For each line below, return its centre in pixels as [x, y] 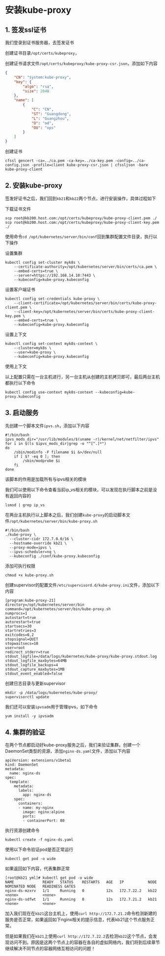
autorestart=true [23, 622]
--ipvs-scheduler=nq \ [33, 552]
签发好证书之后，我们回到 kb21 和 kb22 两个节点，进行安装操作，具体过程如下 [81, 198]
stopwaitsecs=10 [22, 643]
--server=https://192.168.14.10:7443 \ [55, 275]
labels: [26, 791]
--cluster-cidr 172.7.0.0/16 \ [41, 539]
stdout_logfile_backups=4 [31, 665]
